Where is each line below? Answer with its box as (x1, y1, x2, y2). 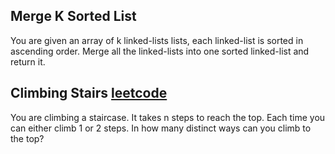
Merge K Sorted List (10, 8, 137, 25)
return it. (10, 55, 46, 68)
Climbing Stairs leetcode (10, 85, 168, 102)
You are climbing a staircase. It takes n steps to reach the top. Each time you (10, 111, 326, 123)
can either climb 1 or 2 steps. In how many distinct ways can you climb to (10, 122, 312, 134)
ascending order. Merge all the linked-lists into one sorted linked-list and (10, 45, 310, 57)
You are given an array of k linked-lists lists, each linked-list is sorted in (10, 34, 304, 46)
